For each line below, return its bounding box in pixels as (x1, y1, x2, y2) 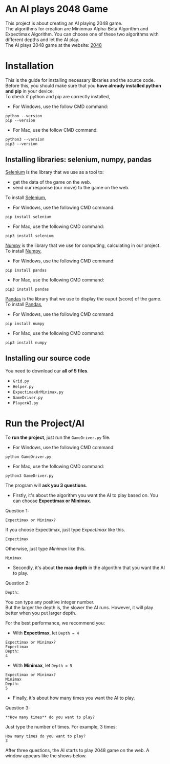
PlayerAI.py (12, 400, 38, 405)
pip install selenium (5, 214, 52, 219)
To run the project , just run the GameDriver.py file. (5, 434, 111, 440)
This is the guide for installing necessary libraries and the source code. (5, 77, 155, 83)
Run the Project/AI (5, 417, 84, 429)
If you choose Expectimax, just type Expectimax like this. (5, 527, 125, 533)
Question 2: (5, 580, 30, 587)
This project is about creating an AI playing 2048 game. (5, 20, 123, 26)
